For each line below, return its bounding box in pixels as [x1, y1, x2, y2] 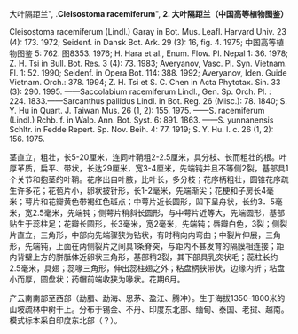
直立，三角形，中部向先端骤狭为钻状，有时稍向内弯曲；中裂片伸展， [16, 230, 266, 240]
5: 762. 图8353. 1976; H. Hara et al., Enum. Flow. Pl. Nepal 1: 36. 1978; [34, 48, 288, 59]
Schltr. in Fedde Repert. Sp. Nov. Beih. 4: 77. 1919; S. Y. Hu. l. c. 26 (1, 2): [9, 124, 274, 134]
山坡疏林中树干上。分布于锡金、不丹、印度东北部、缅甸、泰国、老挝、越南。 [9, 304, 289, 314]
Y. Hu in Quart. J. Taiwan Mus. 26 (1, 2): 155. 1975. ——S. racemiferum [9, 106, 265, 115]
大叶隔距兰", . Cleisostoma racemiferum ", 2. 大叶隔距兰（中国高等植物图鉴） [9, 9, 289, 19]
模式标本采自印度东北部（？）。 [9, 315, 122, 325]
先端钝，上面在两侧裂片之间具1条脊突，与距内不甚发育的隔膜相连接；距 [24, 241, 285, 251]
